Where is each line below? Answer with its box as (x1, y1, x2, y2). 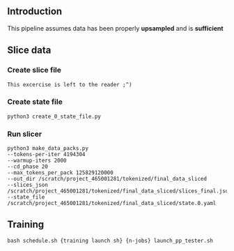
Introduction (7, 6, 63, 17)
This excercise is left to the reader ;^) (7, 81, 132, 88)
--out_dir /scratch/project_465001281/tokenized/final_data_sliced (7, 176, 208, 183)
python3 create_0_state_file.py (7, 113, 101, 120)
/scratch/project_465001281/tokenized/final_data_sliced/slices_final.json (7, 188, 232, 195)
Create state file (7, 97, 63, 107)
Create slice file (7, 66, 61, 75)
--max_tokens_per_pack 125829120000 (7, 169, 114, 176)
